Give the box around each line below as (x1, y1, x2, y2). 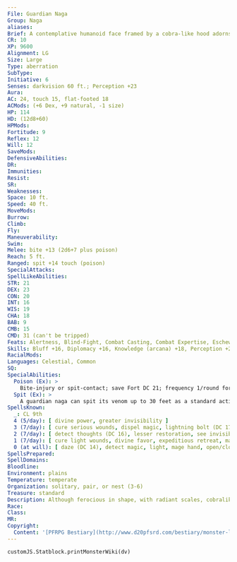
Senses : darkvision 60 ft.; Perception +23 (7, 83, 138, 90)
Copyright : (7, 522, 39, 530)
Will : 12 (7, 142, 33, 149)
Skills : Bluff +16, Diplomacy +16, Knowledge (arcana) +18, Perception (7, 345, 222, 352)
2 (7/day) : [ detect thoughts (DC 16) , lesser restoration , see (13, 430, 207, 438)
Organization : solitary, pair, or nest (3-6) (7, 483, 143, 490)
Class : (7, 509, 27, 516)
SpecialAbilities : (7, 371, 61, 378)
